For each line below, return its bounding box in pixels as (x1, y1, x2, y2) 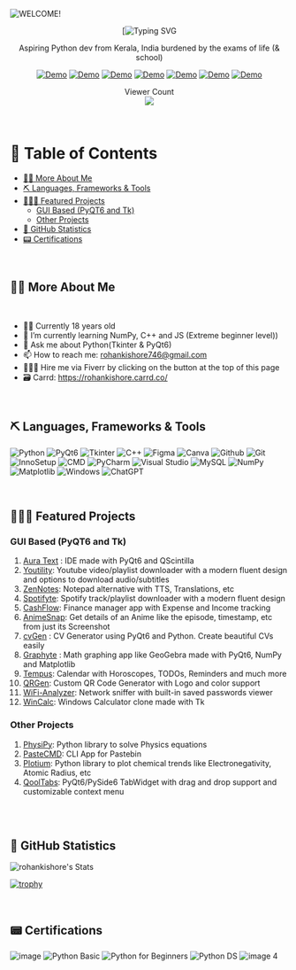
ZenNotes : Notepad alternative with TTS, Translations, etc (22, 584, 235, 594)
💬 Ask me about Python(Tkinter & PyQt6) (22, 339, 172, 350)
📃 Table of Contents (10, 144, 158, 164)
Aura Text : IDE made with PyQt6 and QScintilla (22, 555, 194, 566)
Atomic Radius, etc (22, 767, 92, 778)
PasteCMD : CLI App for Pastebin (22, 749, 142, 759)
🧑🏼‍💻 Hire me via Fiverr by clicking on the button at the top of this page (22, 361, 280, 372)
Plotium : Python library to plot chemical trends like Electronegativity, (22, 757, 272, 768)
